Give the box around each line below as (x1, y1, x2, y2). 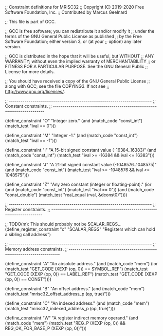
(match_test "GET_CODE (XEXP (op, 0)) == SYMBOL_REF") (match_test (5, 266, 148, 272)
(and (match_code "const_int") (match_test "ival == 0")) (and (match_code (5, 187, 154, 192)
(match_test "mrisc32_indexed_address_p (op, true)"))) (5, 306, 115, 311)
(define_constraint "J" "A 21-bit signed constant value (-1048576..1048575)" (5, 162, 157, 167)
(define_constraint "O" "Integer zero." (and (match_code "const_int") (5, 118, 143, 123)
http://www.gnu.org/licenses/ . (5, 89, 65, 94)
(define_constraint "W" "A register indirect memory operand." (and (5, 315, 139, 321)
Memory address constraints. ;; (5, 246, 68, 252)
